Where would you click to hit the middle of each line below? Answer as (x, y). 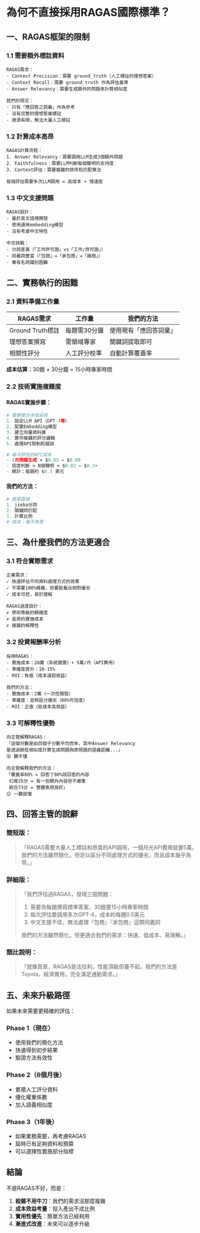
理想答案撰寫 (28, 342)
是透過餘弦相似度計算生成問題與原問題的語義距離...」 (65, 750)
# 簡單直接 (18, 499)
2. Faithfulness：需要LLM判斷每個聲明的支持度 (60, 164)
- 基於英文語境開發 (27, 219)
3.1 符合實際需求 (30, 561)
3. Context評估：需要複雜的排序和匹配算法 (54, 170)
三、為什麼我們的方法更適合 (58, 542)
